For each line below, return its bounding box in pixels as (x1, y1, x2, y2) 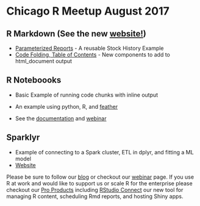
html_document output (15, 58, 72, 64)
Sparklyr (6, 132, 40, 143)
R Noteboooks (6, 75, 62, 86)
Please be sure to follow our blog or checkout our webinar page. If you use (6, 173, 194, 180)
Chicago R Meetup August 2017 (6, 4, 170, 18)
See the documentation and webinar (15, 114, 107, 122)
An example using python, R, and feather (15, 103, 118, 110)
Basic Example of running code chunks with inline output (15, 91, 159, 98)
